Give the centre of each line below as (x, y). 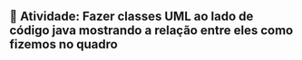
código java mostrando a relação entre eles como (151, 31)
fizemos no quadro (63, 44)
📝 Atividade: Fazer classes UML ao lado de (132, 17)
